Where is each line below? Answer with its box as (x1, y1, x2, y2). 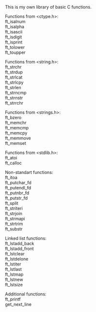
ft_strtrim (5, 221, 23, 227)
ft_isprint (5, 39, 23, 45)
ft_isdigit (5, 34, 22, 40)
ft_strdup (5, 69, 23, 75)
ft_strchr (5, 64, 22, 70)
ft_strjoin (5, 211, 23, 216)
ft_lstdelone (5, 256, 29, 262)
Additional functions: (5, 291, 47, 297)
